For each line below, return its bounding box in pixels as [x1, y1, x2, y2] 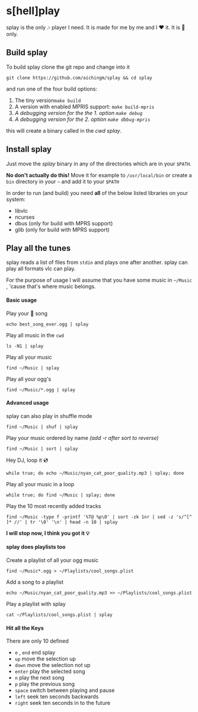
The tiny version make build [14, 97, 81, 104]
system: [6, 196, 25, 203]
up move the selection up [14, 655, 76, 662]
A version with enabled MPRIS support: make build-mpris [14, 103, 155, 110]
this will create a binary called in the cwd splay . [6, 127, 122, 134]
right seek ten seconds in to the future [14, 700, 111, 707]
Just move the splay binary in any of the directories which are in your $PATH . [6, 160, 191, 167]
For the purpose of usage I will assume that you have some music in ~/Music [6, 277, 193, 284]
